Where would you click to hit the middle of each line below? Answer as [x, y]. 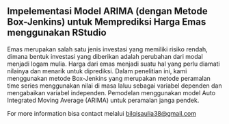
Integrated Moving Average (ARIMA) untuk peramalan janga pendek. [103, 100]
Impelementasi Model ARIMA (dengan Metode [107, 11]
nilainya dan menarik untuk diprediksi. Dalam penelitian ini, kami [97, 71]
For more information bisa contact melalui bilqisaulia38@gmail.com [102, 113]
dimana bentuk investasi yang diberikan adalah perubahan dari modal [105, 56]
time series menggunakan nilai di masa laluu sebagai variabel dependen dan [114, 86]
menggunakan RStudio [57, 33]
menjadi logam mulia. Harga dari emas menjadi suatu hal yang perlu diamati [113, 64]
